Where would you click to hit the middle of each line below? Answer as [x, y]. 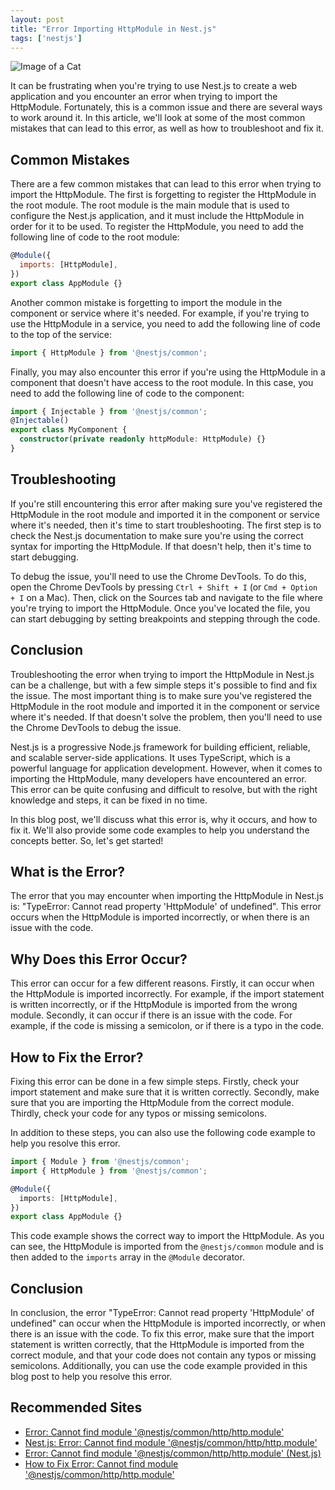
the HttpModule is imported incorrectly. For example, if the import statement [167, 994]
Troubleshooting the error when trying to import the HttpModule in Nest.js [162, 674]
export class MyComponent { [69, 430]
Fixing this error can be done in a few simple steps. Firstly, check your [155, 1081]
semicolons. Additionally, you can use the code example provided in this [159, 1366]
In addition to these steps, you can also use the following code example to [163, 1132]
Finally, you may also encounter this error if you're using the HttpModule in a [168, 372]
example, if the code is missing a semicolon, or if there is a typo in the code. [167, 1026]
